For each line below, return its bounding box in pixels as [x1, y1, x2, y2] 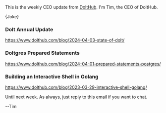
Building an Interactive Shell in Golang [5, 73, 99, 80]
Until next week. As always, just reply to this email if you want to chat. [5, 94, 148, 100]
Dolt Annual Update [5, 26, 54, 33]
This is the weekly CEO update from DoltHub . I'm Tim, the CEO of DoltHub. [5, 4, 158, 10]
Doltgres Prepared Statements [5, 49, 80, 56]
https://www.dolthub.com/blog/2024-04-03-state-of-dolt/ [5, 37, 125, 43]
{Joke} [5, 14, 19, 19]
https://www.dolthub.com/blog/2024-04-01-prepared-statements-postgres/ [5, 61, 161, 67]
